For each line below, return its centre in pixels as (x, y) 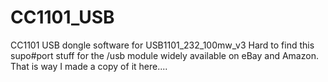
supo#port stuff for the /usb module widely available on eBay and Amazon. (164, 55)
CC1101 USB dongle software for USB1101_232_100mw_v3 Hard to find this (162, 45)
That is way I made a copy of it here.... (89, 66)
